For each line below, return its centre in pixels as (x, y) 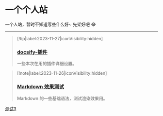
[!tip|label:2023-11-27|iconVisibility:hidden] (60, 38)
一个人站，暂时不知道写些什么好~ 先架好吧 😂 (50, 24)
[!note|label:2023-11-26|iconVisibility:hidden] (62, 73)
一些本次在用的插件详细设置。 (47, 64)
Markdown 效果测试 (41, 87)
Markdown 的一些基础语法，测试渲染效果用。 (62, 98)
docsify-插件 (32, 52)
